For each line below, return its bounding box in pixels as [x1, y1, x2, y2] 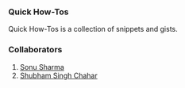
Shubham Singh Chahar [19, 71, 98, 80]
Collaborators [8, 44, 63, 55]
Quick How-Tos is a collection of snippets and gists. [8, 25, 179, 34]
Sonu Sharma [19, 62, 65, 71]
